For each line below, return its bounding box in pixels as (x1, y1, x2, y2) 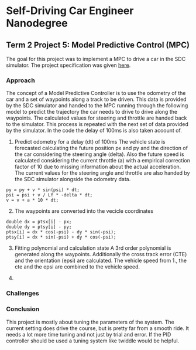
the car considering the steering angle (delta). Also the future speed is (14, 151, 184, 158)
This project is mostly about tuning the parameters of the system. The (6, 318, 174, 325)
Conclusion (6, 305, 40, 313)
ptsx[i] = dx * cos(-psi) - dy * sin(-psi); (6, 229, 116, 235)
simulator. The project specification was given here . (6, 62, 131, 69)
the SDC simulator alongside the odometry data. (14, 176, 131, 183)
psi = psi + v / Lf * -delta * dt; (6, 192, 93, 198)
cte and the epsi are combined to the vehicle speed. (14, 263, 140, 270)
